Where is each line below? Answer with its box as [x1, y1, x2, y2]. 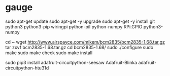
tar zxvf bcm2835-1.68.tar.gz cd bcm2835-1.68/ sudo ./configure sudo [5, 44, 154, 50]
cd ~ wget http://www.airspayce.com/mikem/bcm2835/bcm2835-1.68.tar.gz [5, 39, 165, 45]
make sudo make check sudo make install [5, 50, 93, 56]
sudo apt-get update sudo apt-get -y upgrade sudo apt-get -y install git [5, 18, 155, 24]
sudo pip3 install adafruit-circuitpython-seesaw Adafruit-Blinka [5, 59, 138, 65]
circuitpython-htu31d [5, 65, 49, 71]
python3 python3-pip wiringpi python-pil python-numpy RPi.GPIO [5, 23, 143, 29]
